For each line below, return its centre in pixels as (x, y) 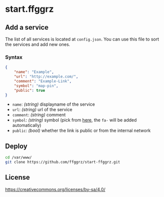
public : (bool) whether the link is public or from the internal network (81, 131)
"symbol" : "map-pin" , (36, 86)
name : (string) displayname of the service (54, 104)
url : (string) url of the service (42, 110)
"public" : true (30, 90)
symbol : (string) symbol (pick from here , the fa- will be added (74, 120)
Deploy (16, 146)
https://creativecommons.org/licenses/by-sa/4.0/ (55, 189)
